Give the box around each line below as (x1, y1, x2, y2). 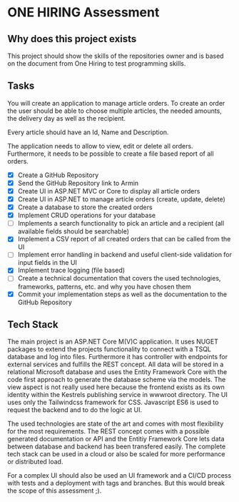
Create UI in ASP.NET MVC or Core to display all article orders (17, 186, 200, 195)
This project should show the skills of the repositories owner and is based (7, 51, 224, 60)
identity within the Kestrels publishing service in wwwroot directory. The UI (7, 391, 228, 399)
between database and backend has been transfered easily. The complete (7, 442, 226, 451)
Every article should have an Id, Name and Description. (7, 128, 169, 136)
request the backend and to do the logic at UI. (7, 406, 143, 414)
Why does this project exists (7, 33, 137, 45)
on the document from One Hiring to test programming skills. (7, 59, 186, 68)
